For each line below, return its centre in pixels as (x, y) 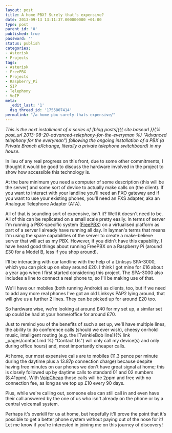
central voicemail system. (32, 404)
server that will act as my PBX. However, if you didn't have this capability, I (84, 241)
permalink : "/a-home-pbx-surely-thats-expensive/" (60, 115)
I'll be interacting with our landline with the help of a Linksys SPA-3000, (81, 261)
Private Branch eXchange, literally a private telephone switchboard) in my (83, 146)
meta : (11, 100)
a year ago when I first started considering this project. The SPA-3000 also (84, 273)
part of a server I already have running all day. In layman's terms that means (85, 230)
